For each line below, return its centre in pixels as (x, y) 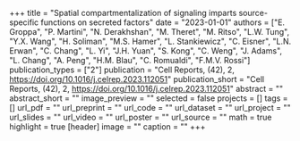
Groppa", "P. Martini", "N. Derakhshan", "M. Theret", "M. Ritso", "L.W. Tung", (149, 32)
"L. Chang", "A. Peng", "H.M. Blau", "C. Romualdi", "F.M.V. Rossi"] (130, 60)
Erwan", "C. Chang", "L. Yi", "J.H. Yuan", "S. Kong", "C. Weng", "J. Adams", (146, 51)
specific (24, 22)
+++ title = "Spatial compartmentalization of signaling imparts (123, 13)
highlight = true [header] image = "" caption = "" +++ (107, 127)
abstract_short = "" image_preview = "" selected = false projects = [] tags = (149, 98)
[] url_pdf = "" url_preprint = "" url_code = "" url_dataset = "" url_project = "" (150, 108)
